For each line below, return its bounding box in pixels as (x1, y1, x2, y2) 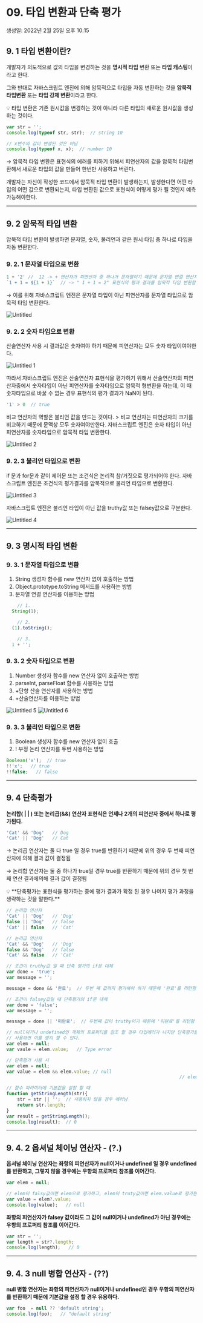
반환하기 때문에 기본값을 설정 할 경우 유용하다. (12, 1293, 120, 1301)
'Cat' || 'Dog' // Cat (6, 835, 69, 841)
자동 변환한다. (6, 244, 39, 251)
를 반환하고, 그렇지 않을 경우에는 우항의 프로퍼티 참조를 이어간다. (6, 1167, 156, 1175)
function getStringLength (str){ (6, 1091, 88, 1097)
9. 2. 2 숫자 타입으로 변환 (6, 328, 75, 336)
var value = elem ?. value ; (6, 1196, 71, 1202)
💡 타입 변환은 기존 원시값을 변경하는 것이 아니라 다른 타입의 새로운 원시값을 (6, 104, 182, 111)
